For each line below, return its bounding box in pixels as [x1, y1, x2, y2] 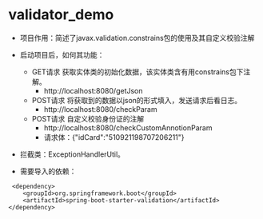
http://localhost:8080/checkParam [43, 104, 157, 113]
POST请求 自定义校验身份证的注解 [31, 113, 145, 123]
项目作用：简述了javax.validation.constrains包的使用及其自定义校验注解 [19, 33, 255, 42]
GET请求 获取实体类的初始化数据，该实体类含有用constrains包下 [31, 66, 244, 77]
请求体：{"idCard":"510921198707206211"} [43, 132, 185, 141]
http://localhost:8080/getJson [43, 86, 143, 95]
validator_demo [8, 6, 114, 24]
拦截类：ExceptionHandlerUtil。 [19, 149, 126, 159]
